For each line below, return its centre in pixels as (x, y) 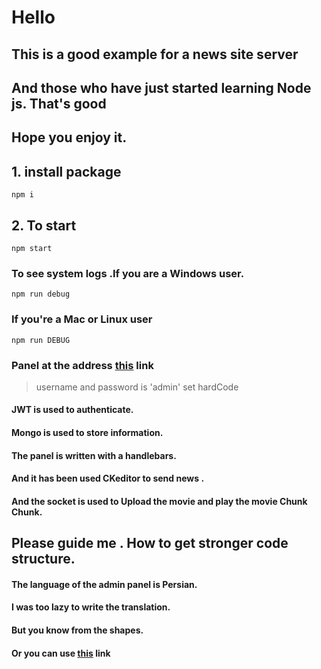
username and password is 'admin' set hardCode (137, 387)
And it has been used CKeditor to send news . (108, 478)
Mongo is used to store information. (87, 433)
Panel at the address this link (82, 365)
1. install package (66, 171)
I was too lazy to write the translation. (91, 607)
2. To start (44, 225)
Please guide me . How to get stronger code (150, 543)
